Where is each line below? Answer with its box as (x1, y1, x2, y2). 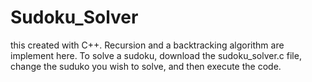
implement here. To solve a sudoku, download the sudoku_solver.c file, (10, 49, 302, 61)
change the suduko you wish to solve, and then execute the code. (10, 60, 282, 72)
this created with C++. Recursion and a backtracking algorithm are (10, 39, 285, 51)
